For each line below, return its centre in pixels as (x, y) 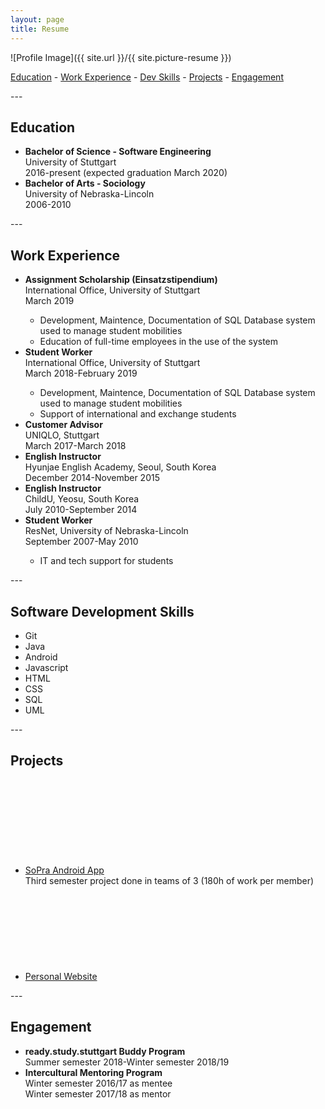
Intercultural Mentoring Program (93, 1072)
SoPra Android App (64, 870)
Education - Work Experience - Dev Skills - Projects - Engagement (147, 77)
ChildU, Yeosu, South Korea (82, 499)
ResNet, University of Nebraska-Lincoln (106, 531)
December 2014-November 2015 (92, 478)
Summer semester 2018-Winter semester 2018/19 (127, 1062)
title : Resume (40, 29)
